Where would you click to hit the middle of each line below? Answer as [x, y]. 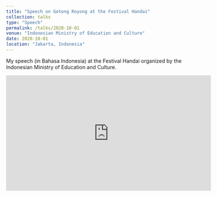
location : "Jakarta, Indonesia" [45, 45]
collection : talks [28, 17]
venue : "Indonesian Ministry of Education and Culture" [75, 33]
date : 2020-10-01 [27, 39]
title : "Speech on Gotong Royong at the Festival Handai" [78, 11]
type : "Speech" [25, 22]
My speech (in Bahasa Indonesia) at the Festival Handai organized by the [94, 61]
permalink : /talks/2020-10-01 [43, 28]
